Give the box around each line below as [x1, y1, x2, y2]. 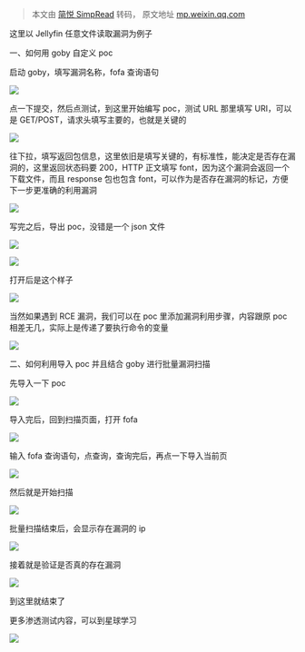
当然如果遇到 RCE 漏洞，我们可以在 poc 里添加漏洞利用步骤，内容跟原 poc [9, 311, 288, 321]
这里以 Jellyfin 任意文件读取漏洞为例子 [9, 28, 152, 39]
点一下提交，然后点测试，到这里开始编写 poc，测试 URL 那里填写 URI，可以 [9, 104, 292, 114]
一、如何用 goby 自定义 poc [9, 47, 113, 58]
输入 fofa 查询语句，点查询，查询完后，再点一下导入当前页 [9, 450, 228, 461]
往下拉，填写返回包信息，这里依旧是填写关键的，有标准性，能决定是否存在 [9, 151, 288, 162]
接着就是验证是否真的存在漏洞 [9, 559, 121, 570]
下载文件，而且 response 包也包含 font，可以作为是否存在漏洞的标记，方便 [9, 173, 289, 184]
